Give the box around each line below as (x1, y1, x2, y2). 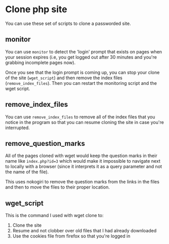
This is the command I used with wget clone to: (5, 212, 104, 219)
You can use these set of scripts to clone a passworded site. (5, 20, 132, 26)
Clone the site (12, 222, 42, 228)
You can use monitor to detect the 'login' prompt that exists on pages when (5, 48, 162, 54)
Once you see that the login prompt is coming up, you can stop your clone (5, 69, 160, 75)
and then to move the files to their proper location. (5, 184, 110, 190)
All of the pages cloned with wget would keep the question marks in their (5, 152, 158, 159)
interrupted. (5, 125, 30, 131)
